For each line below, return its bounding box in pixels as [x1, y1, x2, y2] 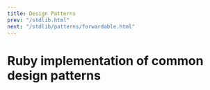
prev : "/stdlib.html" [7, 17, 70, 24]
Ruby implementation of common [7, 53, 204, 69]
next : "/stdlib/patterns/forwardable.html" [7, 23, 136, 30]
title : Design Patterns [7, 10, 76, 17]
